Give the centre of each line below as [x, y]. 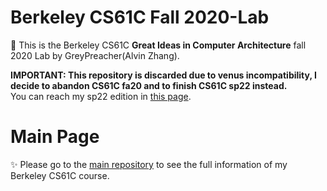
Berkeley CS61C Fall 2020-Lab [140, 17]
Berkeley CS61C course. [60, 175]
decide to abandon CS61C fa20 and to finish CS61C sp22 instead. [149, 85]
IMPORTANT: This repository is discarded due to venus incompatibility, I [163, 75]
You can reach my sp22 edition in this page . [101, 96]
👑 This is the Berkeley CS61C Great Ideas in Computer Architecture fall [158, 45]
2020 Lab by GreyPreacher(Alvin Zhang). [95, 55]
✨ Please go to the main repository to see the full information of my [149, 164]
